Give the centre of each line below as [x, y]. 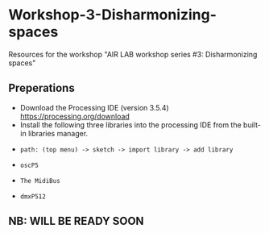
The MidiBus [40, 181]
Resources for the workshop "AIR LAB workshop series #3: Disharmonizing [133, 54]
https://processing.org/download [75, 116]
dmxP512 [33, 196]
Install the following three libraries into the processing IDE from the [130, 125]
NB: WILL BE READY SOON [76, 221]
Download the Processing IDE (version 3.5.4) [94, 107]
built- [252, 125]
